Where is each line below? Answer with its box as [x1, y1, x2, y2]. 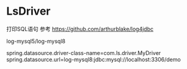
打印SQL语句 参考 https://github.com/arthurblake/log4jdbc [6, 25, 154, 32]
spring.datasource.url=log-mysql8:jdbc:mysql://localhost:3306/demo [6, 56, 182, 63]
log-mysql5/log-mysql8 [6, 37, 66, 45]
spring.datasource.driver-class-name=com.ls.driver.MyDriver [6, 49, 161, 56]
